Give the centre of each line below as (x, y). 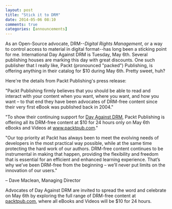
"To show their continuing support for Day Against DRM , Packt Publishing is (85, 117)
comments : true (21, 24)
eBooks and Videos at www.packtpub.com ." (52, 128)
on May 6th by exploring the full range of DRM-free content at (71, 196)
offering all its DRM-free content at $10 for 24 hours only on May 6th (78, 122)
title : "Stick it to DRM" (33, 15)
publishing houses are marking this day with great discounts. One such (80, 60)
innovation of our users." (31, 171)
